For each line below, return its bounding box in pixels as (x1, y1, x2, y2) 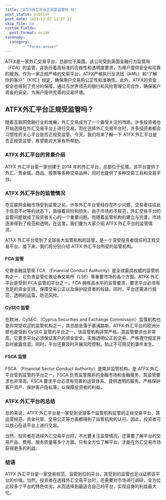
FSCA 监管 (5, 354, 27, 360)
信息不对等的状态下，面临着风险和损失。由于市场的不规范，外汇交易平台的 (9, 208, 161, 214)
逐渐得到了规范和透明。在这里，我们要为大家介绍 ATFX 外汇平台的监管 (5, 221, 149, 226)
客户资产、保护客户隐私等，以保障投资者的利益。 (5, 384, 105, 390)
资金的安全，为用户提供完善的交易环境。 (5, 89, 87, 95)
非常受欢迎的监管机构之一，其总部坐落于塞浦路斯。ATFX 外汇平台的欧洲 (9, 323, 156, 329)
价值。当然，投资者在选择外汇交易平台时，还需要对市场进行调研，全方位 (13, 477, 161, 483)
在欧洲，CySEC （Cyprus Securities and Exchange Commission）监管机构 (5, 317, 157, 323)
